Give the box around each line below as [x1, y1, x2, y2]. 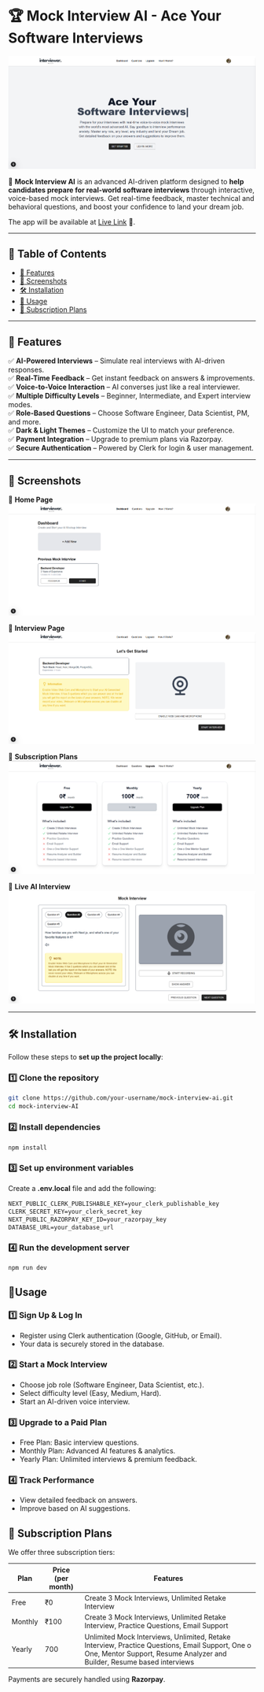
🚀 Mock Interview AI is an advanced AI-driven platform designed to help [8, 176, 244, 186]
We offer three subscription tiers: [8, 1548, 115, 1557]
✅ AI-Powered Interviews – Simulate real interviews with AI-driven [8, 356, 225, 365]
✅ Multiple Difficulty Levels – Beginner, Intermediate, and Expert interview [8, 391, 251, 401]
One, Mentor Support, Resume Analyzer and [84, 1649, 227, 1658]
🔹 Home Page [8, 495, 53, 504]
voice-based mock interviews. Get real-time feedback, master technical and [8, 193, 255, 202]
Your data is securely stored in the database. [19, 1339, 165, 1349]
